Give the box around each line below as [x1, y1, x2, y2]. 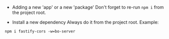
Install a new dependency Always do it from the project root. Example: [12, 19, 159, 25]
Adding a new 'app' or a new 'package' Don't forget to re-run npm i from [12, 4, 164, 10]
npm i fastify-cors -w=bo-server [5, 29, 76, 34]
